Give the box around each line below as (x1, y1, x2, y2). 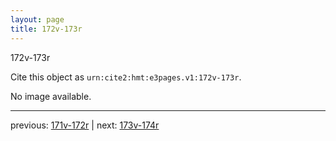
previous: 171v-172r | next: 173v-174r (10, 119, 160, 131)
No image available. (10, 90, 92, 102)
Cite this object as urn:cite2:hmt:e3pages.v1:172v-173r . (10, 71, 242, 83)
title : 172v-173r (10, 24, 83, 34)
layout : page (10, 14, 65, 25)
